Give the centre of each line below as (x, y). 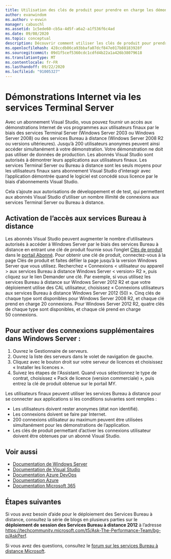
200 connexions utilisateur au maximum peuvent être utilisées (78, 420)
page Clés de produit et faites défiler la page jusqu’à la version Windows (81, 260)
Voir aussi (21, 452)
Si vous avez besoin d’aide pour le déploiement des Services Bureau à (79, 514)
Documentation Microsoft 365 (44, 486)
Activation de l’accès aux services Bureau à (76, 218)
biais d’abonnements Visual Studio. (42, 181)
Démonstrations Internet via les (73, 97)
